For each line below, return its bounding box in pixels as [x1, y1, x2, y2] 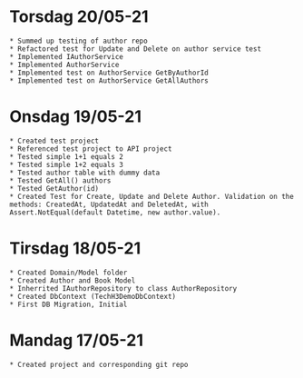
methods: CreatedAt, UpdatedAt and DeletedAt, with [9, 200, 209, 209]
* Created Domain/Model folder [9, 268, 128, 277]
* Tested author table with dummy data [9, 168, 161, 177]
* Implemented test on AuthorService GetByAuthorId [9, 68, 209, 77]
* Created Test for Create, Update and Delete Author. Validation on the [9, 192, 295, 201]
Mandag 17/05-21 [9, 330, 143, 351]
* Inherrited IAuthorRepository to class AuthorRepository [9, 283, 238, 293]
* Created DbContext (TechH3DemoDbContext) [9, 292, 177, 301]
